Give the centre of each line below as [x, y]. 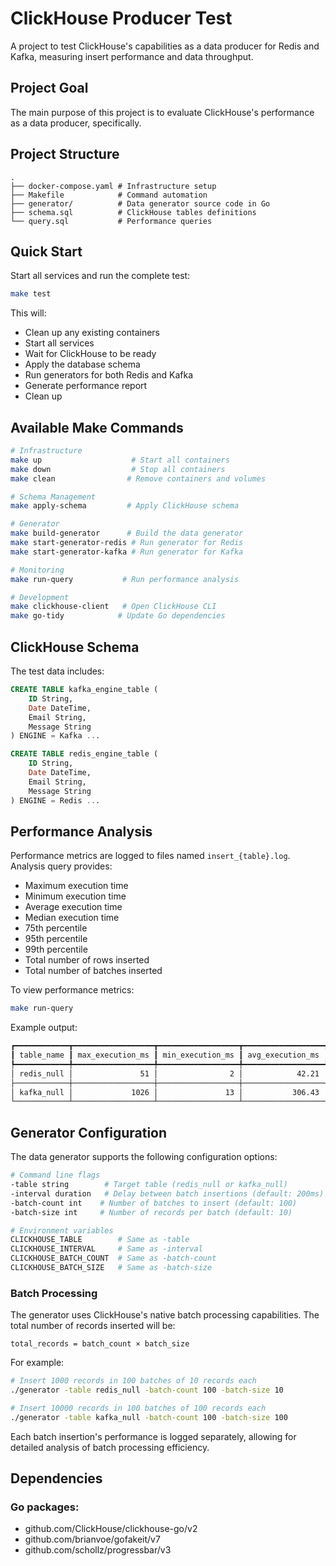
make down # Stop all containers [118, 469]
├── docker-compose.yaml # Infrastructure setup [113, 186]
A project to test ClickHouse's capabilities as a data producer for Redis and [165, 46]
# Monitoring [37, 570]
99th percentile [56, 949]
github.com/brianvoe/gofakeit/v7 [92, 1539]
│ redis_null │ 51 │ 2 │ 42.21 [165, 1073]
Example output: [44, 1028]
